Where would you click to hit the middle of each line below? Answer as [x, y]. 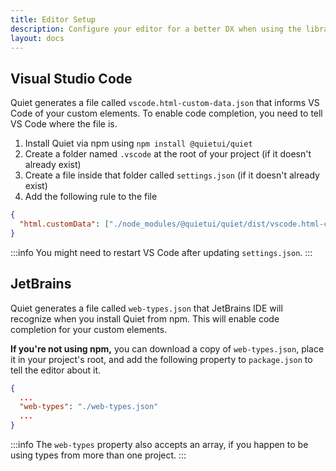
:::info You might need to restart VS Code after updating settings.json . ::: [161, 252]
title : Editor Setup [53, 19]
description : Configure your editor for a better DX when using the [156, 29]
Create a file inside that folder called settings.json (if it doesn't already [172, 175]
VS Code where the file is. [64, 124]
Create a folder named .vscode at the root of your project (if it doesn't [168, 154]
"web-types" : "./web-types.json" [89, 407]
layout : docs [37, 38]
